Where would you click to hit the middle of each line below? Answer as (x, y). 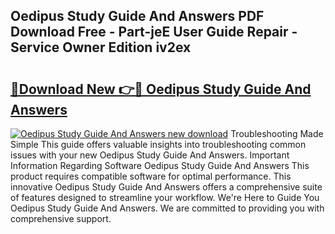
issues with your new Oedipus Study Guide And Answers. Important (150, 155)
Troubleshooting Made (277, 133)
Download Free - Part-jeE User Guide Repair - (154, 32)
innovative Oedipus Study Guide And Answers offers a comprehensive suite (166, 187)
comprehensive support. (61, 218)
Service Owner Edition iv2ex (101, 47)
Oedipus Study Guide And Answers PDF (137, 16)
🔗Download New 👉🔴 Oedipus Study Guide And (161, 89)
